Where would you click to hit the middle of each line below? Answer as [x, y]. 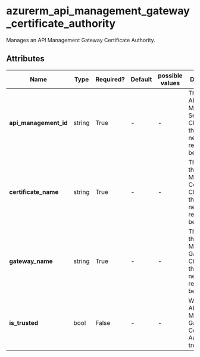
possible [170, 76]
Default [141, 79]
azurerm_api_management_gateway [98, 11]
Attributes [25, 59]
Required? [110, 79]
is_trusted [24, 322]
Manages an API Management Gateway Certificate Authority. [81, 40]
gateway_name [31, 261]
